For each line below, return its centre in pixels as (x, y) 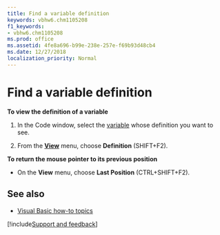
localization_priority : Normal (52, 59)
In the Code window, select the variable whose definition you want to (115, 125)
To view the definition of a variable (58, 112)
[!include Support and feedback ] (52, 224)
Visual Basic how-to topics (55, 210)
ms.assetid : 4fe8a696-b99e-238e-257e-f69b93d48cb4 (81, 45)
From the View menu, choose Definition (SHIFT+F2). (92, 145)
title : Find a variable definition (58, 13)
